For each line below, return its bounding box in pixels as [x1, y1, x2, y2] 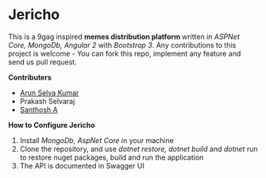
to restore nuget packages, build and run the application [19, 153, 204, 162]
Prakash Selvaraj [19, 96, 75, 106]
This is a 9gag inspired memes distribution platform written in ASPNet [8, 32, 240, 41]
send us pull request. [8, 57, 77, 67]
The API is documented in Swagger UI [19, 161, 145, 170]
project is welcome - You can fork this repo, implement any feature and [8, 48, 241, 58]
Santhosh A [19, 105, 58, 114]
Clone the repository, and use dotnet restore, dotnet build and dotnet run [19, 144, 258, 153]
